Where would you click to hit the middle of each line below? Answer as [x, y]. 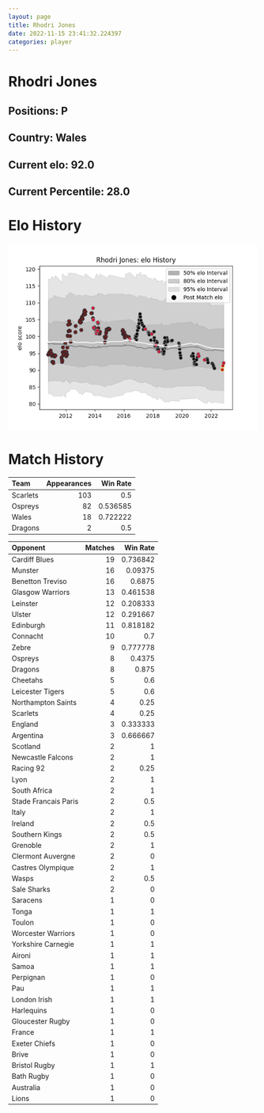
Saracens [27, 900]
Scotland [26, 746]
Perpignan [28, 978]
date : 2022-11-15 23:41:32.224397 [65, 33]
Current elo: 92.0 [51, 165]
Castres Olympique [43, 867]
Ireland [23, 823]
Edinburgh [28, 626]
